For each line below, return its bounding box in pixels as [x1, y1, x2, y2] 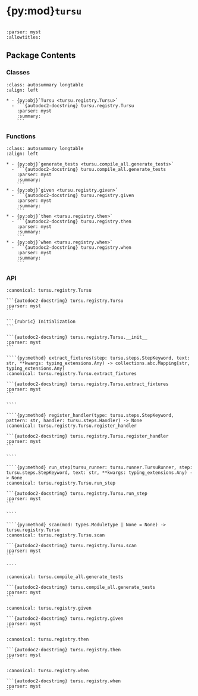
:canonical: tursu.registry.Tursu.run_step [6, 480, 116, 486]
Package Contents [6, 51, 76, 61]
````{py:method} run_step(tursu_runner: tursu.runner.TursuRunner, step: [6, 464, 193, 471]
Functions [6, 132, 36, 141]
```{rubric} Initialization [6, 319, 76, 325]
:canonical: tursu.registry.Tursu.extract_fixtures [6, 371, 137, 377]
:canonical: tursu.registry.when [6, 668, 89, 674]
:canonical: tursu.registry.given [6, 606, 92, 611]
